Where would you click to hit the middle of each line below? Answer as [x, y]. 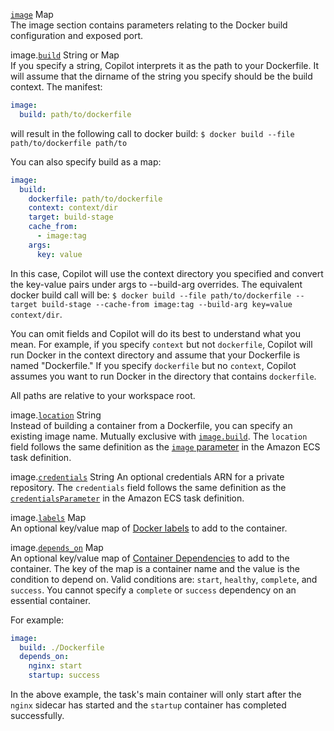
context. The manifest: [56, 87]
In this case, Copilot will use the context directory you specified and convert [167, 273]
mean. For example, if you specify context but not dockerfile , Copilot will [161, 344]
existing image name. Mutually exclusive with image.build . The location [159, 436]
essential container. [50, 600]
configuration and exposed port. [77, 35]
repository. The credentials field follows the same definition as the [148, 487]
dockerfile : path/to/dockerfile [95, 199]
